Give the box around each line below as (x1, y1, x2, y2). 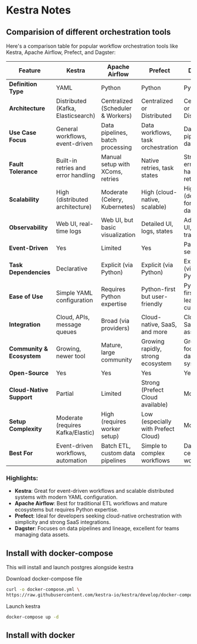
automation (56, 456, 87, 465)
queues (56, 328, 77, 336)
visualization (101, 231, 136, 239)
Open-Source (9, 369, 49, 377)
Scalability (9, 195, 39, 203)
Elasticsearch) (56, 112, 96, 119)
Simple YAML (56, 289, 93, 297)
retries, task (141, 164, 174, 172)
